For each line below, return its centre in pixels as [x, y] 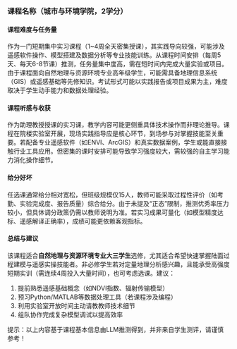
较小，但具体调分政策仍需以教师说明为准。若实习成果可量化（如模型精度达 [115, 212]
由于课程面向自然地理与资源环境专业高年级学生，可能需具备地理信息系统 [112, 73]
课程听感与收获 [29, 108]
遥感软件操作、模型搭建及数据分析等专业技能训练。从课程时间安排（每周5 [114, 55]
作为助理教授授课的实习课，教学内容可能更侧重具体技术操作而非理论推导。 [115, 125]
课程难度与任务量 [32, 29]
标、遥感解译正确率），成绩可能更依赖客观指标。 [77, 221]
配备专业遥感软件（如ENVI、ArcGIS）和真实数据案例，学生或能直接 [123, 142]
